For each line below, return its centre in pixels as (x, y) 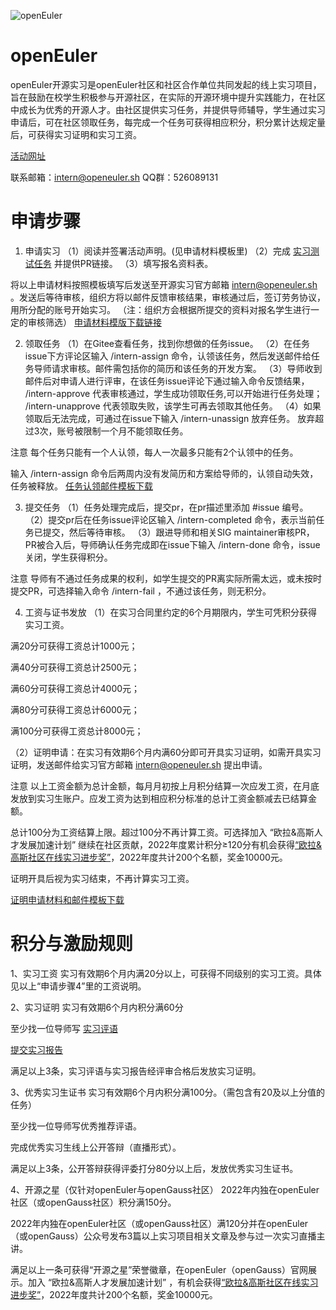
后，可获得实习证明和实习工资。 (76, 134)
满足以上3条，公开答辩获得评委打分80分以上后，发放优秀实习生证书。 (154, 1168)
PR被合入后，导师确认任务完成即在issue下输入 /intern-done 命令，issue (172, 544)
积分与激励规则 (72, 944)
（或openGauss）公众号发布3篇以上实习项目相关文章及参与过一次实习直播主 (168, 1236)
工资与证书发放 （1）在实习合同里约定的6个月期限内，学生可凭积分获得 (171, 612)
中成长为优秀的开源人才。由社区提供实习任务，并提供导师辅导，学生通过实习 (168, 109)
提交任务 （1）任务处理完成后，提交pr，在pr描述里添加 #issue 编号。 (166, 507)
